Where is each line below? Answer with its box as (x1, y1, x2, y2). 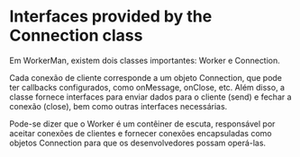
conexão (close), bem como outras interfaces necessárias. (9, 100, 228, 111)
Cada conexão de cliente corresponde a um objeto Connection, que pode (9, 72, 282, 83)
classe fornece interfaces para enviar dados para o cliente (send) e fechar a (9, 92, 292, 102)
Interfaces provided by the (9, 6, 213, 27)
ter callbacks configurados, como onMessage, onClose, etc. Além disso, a (9, 82, 286, 92)
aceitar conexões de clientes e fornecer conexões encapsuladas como (9, 127, 272, 138)
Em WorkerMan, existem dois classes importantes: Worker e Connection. (9, 55, 281, 65)
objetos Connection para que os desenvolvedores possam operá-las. (9, 137, 267, 148)
